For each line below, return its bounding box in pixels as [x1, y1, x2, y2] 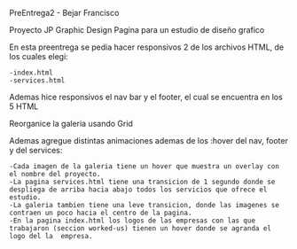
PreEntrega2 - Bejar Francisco [9, 8, 120, 18]
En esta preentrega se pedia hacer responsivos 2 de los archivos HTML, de [9, 42, 285, 52]
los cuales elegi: [9, 51, 68, 61]
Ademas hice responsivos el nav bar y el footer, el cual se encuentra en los [9, 92, 284, 102]
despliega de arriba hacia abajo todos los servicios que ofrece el [9, 185, 268, 194]
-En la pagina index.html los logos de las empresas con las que [9, 216, 255, 225]
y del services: [9, 145, 63, 155]
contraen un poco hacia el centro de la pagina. [9, 208, 192, 217]
